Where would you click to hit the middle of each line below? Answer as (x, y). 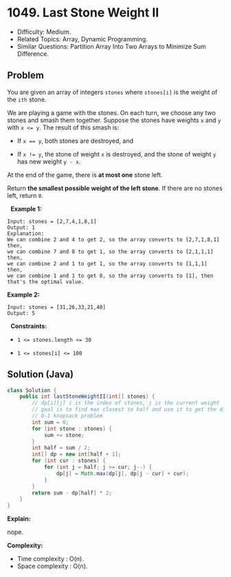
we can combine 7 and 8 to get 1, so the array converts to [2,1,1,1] (110, 252)
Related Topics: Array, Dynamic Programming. (82, 39)
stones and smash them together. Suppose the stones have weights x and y (114, 120)
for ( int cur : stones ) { (69, 461)
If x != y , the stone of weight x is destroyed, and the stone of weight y (117, 154)
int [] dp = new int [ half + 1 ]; (77, 454)
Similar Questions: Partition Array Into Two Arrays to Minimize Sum (111, 46)
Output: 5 (21, 313)
